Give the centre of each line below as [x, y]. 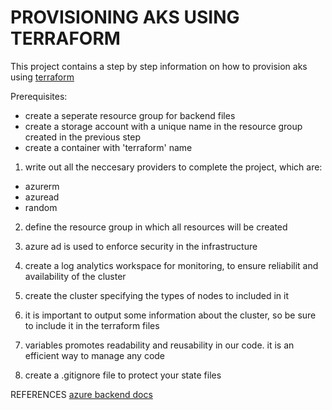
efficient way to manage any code [95, 355]
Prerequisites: [39, 96]
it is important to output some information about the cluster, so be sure [170, 315]
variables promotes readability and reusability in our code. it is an [159, 345]
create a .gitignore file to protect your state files [123, 375]
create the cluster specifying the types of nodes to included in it [157, 295]
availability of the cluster [75, 276]
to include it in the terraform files [92, 325]
